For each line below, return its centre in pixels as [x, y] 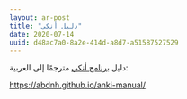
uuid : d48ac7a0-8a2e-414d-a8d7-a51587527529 [94, 42]
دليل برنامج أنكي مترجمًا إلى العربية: [69, 68]
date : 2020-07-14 [42, 34]
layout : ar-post [40, 17]
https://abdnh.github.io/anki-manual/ [78, 85]
